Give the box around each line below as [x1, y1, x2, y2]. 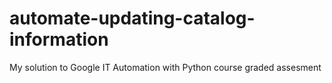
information [9, 28, 109, 51]
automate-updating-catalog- [9, 7, 256, 30]
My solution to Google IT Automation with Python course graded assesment [9, 61, 322, 73]
